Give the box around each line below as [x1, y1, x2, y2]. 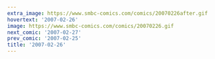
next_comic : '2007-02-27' [7, 28, 81, 36]
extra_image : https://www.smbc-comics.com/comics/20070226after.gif [7, 9, 208, 17]
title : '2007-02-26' [7, 41, 67, 48]
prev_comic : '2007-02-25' [7, 35, 81, 42]
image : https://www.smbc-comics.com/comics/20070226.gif [7, 22, 174, 29]
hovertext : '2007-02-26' [7, 16, 79, 23]
